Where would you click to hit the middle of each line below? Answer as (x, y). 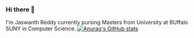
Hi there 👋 (21, 9)
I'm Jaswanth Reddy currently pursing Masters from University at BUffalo (97, 23)
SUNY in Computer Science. (41, 28)
